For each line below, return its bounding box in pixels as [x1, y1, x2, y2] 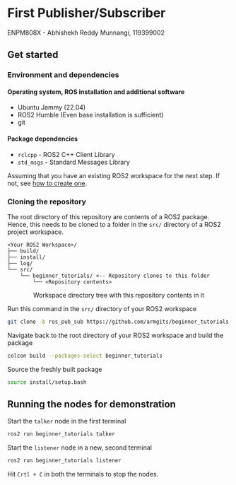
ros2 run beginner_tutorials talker [7, 431, 115, 438]
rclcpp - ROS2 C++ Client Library [17, 150, 115, 158]
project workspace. [7, 228, 64, 236]
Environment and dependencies [7, 70, 119, 80]
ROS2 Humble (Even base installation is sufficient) [17, 111, 164, 119]
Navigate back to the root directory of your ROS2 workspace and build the [7, 331, 224, 339]
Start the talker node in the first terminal [7, 417, 126, 426]
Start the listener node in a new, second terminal [7, 443, 152, 452]
